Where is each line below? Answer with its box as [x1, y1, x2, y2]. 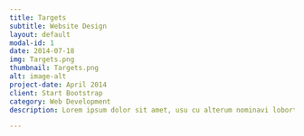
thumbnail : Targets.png [9, 64, 100, 73]
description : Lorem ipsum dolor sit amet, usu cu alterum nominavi [9, 105, 270, 114]
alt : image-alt [9, 72, 67, 81]
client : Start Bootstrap [9, 88, 103, 97]
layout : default [9, 30, 71, 39]
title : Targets [9, 13, 67, 23]
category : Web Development [9, 96, 111, 106]
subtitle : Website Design [9, 22, 107, 31]
